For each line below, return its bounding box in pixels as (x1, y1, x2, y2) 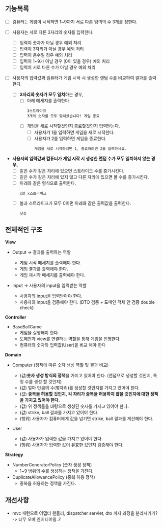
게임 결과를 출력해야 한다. (19, 266, 69, 272)
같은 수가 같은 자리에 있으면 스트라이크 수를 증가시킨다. (19, 168, 125, 174)
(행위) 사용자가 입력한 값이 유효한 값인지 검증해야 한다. (19, 442, 124, 448)
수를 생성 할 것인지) (25, 379, 62, 385)
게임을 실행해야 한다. (19, 329, 59, 335)
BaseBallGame (12, 323, 42, 329)
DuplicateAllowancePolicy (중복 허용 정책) (12, 474, 95, 480)
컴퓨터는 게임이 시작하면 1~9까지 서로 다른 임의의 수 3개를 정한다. (12, 19, 137, 25)
